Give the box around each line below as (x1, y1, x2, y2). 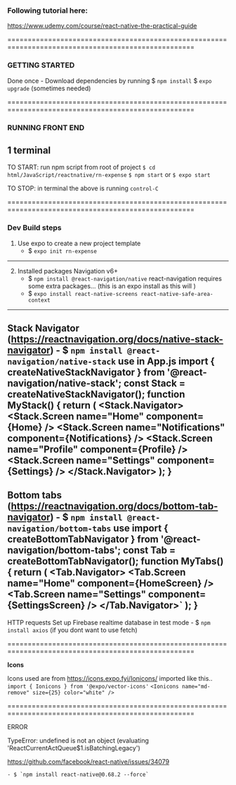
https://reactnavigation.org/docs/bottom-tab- (11, 500, 218, 512)
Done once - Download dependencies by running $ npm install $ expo (7, 76, 212, 85)
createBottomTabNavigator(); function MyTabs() (7, 555, 224, 567)
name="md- (181, 683, 211, 690)
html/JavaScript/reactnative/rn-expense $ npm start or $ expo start (7, 171, 211, 179)
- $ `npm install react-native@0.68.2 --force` (7, 771, 150, 778)
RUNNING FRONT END (7, 123, 85, 132)
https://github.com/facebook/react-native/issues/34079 (7, 757, 170, 766)
